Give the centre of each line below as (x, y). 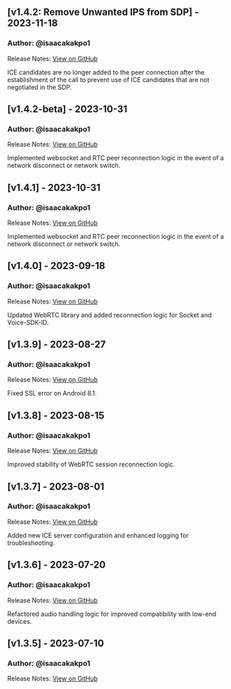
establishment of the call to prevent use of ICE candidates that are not (108, 79)
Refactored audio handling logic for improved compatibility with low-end (112, 614)
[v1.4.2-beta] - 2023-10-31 (67, 109)
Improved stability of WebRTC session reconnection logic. (91, 464)
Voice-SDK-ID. (28, 322)
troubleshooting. (31, 543)
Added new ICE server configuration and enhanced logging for (98, 535)
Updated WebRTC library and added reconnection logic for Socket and (110, 315)
